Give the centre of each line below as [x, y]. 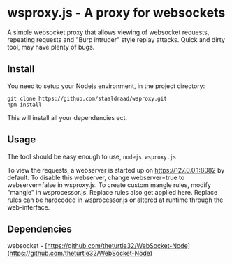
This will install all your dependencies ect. [67, 117]
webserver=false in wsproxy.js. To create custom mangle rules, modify [109, 185]
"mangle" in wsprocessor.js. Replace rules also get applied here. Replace [113, 192]
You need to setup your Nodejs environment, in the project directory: [106, 86]
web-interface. [29, 207]
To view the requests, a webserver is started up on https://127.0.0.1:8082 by [116, 170]
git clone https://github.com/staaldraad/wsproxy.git [87, 98]
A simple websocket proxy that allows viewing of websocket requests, [108, 32]
